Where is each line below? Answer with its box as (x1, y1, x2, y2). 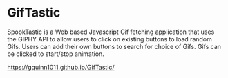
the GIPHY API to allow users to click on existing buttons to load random (7, 35, 213, 43)
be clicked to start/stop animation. (7, 50, 105, 58)
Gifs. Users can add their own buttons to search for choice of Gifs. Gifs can (7, 42, 222, 50)
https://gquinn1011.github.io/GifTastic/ (7, 63, 115, 71)
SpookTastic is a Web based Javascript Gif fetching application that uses (7, 28, 215, 36)
